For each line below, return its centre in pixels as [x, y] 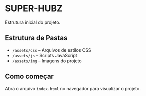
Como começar [29, 76]
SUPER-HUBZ [34, 9]
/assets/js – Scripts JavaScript [45, 55]
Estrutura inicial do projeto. [33, 22]
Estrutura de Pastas [36, 38]
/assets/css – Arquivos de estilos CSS [52, 50]
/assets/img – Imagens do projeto [47, 61]
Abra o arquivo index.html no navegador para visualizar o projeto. [73, 88]
